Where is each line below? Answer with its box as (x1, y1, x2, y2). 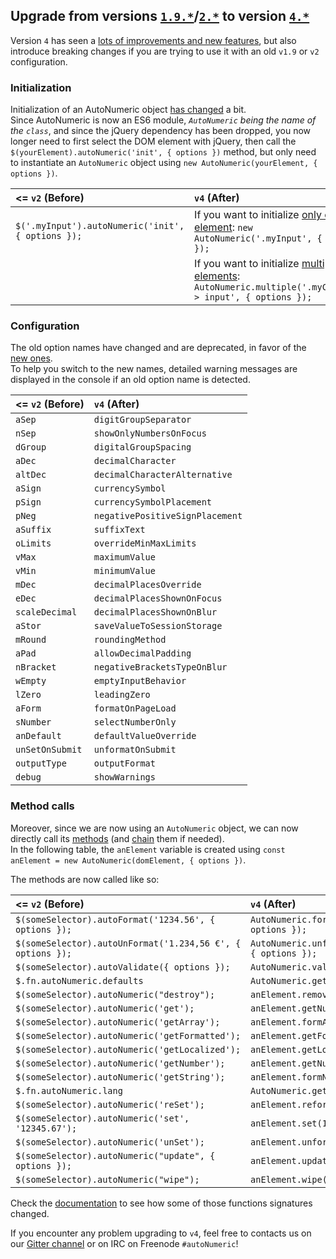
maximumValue (93, 552, 156, 563)
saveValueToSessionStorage (93, 620, 223, 632)
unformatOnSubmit (93, 744, 177, 756)
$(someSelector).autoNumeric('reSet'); (15, 1099, 205, 1110)
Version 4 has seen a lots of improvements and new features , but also (10, 34, 297, 46)
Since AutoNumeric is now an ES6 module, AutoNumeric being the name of (10, 114, 317, 126)
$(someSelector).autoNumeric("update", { (15, 1150, 216, 1161)
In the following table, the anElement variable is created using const (10, 843, 286, 855)
